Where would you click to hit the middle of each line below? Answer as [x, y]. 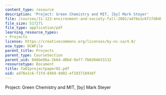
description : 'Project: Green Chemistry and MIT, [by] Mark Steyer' [77, 14]
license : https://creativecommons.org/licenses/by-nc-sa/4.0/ [70, 42]
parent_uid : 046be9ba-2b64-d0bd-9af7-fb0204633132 [58, 60]
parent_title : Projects [30, 50]
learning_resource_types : [32, 32]
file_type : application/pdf [34, 28]
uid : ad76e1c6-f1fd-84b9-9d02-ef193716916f [51, 73]
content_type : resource [30, 10]
